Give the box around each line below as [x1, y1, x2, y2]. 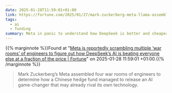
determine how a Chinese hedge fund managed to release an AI [17, 77, 153, 82]
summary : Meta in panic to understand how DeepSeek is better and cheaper [5, 31, 168, 36]
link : [5, 12, 17, 17]
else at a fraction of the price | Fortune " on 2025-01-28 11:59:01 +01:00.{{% [5, 56, 165, 61]
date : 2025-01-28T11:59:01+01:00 [5, 7, 77, 13]
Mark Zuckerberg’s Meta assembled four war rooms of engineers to [17, 71, 161, 77]
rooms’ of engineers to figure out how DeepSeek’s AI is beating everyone [5, 50, 160, 56]
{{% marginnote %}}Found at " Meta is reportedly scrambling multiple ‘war [5, 45, 162, 51]
